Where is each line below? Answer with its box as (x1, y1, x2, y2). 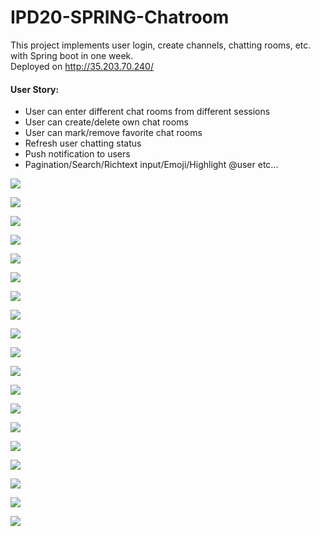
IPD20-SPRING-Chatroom (10, 6, 230, 29)
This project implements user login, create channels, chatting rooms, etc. (10, 39, 312, 51)
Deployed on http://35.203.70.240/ (10, 60, 154, 72)
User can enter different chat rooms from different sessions (24, 106, 271, 118)
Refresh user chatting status (24, 137, 142, 150)
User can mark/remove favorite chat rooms (24, 127, 203, 139)
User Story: (10, 83, 60, 95)
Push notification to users (24, 148, 131, 160)
